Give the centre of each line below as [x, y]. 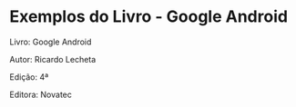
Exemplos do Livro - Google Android [149, 17]
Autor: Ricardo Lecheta [53, 59]
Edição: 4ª [29, 77]
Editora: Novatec [41, 94]
